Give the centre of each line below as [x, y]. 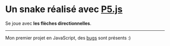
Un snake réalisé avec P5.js [64, 9]
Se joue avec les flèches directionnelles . [48, 23]
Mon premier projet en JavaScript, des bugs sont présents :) [68, 38]
